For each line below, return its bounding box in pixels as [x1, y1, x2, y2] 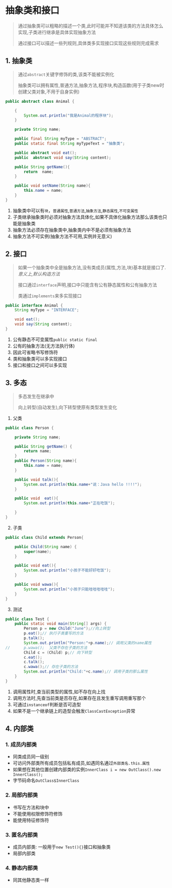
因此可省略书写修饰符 [12, 349, 58, 355]
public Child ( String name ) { [14, 544, 77, 549]
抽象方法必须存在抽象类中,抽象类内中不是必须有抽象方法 [12, 227, 131, 233]
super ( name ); [24, 549, 52, 554]
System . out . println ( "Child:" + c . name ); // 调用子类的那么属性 [24, 669, 148, 674]
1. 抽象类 [5, 57, 32, 65]
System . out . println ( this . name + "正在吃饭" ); [24, 501, 116, 506]
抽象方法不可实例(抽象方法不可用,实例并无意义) [12, 233, 112, 239]
